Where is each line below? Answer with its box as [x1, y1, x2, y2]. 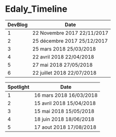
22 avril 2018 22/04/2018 [32, 53, 94, 60]
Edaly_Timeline [5, 3, 68, 15]
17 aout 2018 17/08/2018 [34, 124, 96, 131]
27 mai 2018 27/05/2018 [32, 61, 93, 68]
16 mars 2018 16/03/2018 [34, 92, 98, 99]
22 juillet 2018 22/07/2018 [32, 69, 97, 76]
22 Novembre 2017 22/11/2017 [32, 29, 109, 36]
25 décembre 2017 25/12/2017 [32, 37, 108, 44]
